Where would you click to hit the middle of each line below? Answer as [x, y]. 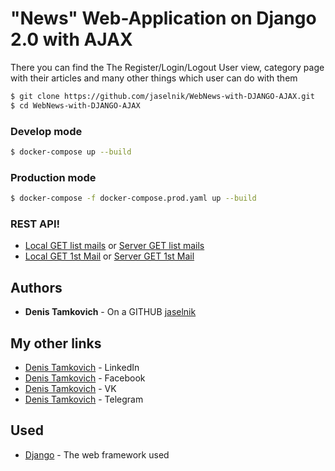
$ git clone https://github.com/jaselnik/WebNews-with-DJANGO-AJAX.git [162, 96]
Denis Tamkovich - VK [70, 388]
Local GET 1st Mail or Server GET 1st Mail [109, 256]
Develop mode [46, 131]
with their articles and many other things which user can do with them [154, 78]
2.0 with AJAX [71, 39]
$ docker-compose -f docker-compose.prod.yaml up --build [133, 198]
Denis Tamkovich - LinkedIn [82, 367]
